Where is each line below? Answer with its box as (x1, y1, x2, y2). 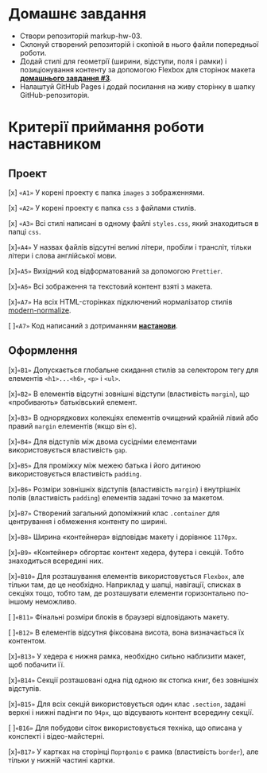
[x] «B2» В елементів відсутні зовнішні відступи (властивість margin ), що (8, 389, 250, 398)
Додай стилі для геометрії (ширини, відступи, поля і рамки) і (19, 56, 227, 66)
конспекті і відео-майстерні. (8, 731, 105, 740)
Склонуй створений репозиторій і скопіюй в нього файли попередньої (19, 39, 259, 49)
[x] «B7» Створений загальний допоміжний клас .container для (8, 508, 220, 518)
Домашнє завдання (8, 5, 147, 23)
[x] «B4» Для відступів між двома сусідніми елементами (8, 437, 197, 446)
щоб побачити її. (8, 659, 65, 669)
